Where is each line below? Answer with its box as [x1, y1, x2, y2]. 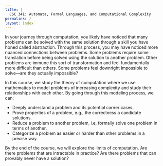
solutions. [12, 115, 32, 121]
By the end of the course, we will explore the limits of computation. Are [5, 145, 147, 151]
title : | [5, 7, 23, 12]
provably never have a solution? [5, 155, 69, 161]
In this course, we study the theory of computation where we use [5, 80, 136, 86]
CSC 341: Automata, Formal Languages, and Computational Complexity [9, 12, 151, 17]
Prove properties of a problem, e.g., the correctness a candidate [12, 110, 141, 116]
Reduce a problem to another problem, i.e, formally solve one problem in [12, 120, 158, 126]
